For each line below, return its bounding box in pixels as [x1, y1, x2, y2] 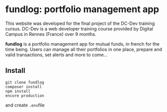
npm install [5, 89, 31, 94]
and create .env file [5, 102, 45, 108]
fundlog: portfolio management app [5, 4, 159, 15]
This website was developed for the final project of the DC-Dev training [5, 20, 155, 26]
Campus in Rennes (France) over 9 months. [5, 31, 97, 37]
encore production [5, 93, 44, 98]
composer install [5, 84, 42, 89]
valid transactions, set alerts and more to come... [5, 52, 108, 58]
